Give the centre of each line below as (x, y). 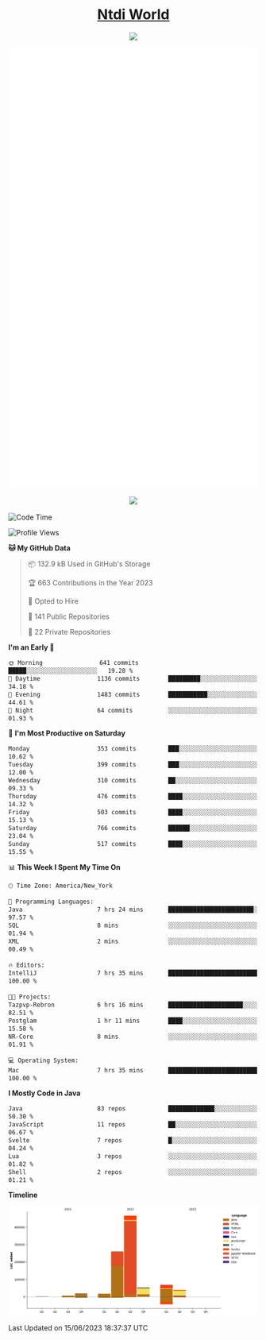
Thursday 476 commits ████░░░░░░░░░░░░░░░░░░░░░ (133, 797)
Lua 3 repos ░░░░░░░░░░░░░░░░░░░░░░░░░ (133, 1157)
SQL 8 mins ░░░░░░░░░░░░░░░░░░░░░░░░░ (133, 926)
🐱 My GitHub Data (40, 548)
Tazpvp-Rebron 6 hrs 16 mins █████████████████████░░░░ (133, 1005)
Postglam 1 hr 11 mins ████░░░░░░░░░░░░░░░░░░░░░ (133, 1021)
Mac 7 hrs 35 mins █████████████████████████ (133, 1071)
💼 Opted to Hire (53, 601)
